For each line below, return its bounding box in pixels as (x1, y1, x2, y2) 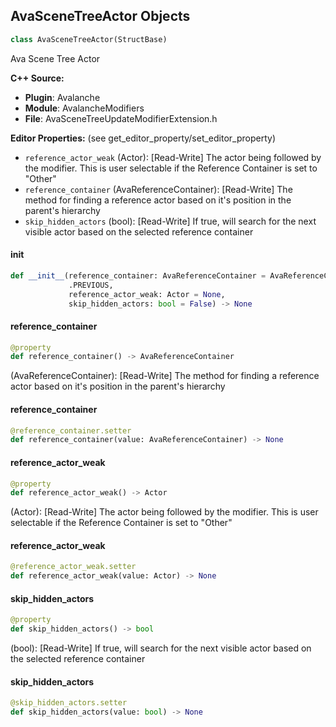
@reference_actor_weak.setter (10, 562, 137, 572)
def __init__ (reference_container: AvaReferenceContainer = (10, 270, 267, 281)
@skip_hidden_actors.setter (10, 698, 128, 708)
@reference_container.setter (10, 425, 132, 436)
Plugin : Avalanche (24, 91, 101, 103)
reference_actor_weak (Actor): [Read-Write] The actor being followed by (24, 151, 322, 163)
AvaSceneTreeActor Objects (10, 8, 191, 25)
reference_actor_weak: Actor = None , (68, 289, 226, 299)
